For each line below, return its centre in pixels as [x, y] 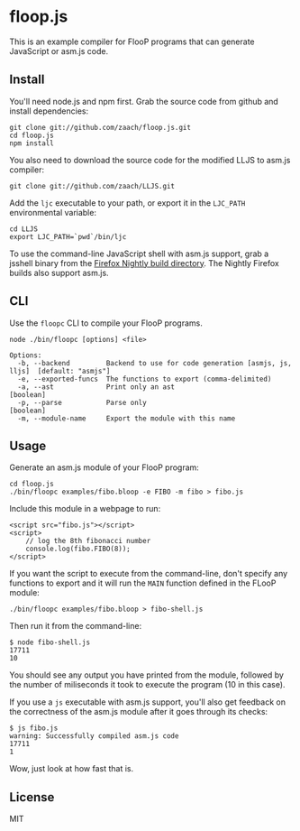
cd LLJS [24, 229]
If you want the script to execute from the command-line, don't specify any [149, 574]
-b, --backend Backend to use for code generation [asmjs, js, [155, 363]
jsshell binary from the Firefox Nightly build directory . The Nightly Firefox [144, 263]
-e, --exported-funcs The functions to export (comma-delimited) [145, 379]
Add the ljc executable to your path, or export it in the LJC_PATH [127, 203]
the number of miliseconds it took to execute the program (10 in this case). [147, 685]
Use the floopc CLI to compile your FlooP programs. [106, 323]
